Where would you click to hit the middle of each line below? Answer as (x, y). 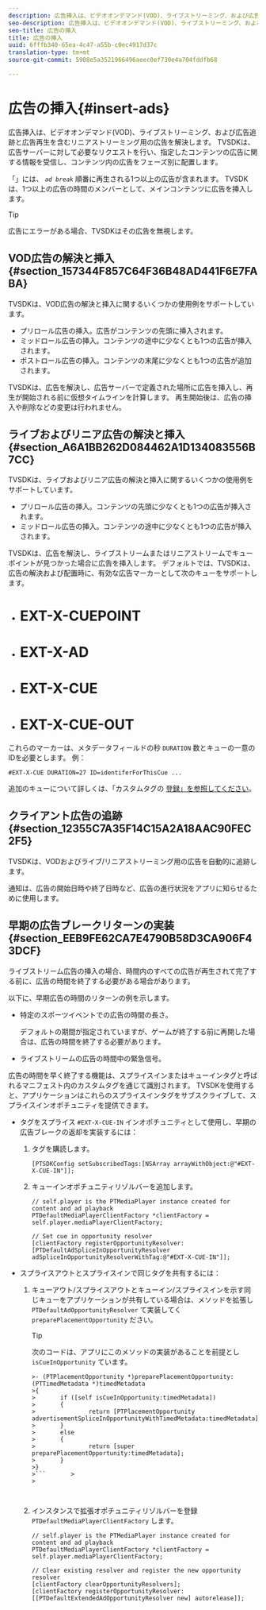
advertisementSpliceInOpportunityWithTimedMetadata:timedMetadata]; (147, 1419)
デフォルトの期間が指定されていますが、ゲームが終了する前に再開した (134, 1031)
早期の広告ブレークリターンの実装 (91, 926)
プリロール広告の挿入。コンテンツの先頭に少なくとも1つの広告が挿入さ (135, 507)
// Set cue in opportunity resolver (92, 1236)
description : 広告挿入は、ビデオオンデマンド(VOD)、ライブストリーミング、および (128, 15)
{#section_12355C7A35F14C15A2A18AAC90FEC (130, 829)
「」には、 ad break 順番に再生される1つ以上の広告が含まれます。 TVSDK (128, 179)
